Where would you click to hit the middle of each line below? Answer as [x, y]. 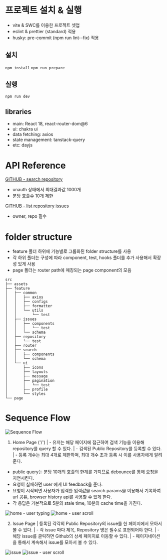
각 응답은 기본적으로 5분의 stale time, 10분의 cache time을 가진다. [77, 503]
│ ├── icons [24, 368]
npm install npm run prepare [35, 68]
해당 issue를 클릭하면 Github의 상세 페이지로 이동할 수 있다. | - [73, 536]
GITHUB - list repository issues [37, 206]
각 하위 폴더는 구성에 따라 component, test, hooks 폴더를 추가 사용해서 [82, 258]
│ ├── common [21, 293]
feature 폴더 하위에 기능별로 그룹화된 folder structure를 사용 [72, 251]
